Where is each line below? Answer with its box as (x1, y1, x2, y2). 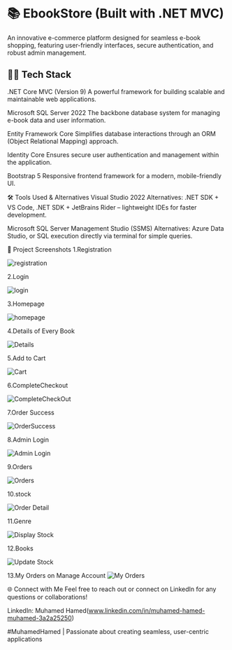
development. (7, 210, 47, 219)
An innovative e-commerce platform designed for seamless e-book (7, 33, 201, 42)
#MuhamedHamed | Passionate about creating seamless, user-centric (7, 627, 210, 635)
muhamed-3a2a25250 (7, 614, 72, 622)
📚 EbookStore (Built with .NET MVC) (7, 6, 224, 22)
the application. (7, 158, 52, 166)
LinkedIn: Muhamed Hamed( (7, 606, 89, 614)
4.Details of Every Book (7, 327, 75, 335)
